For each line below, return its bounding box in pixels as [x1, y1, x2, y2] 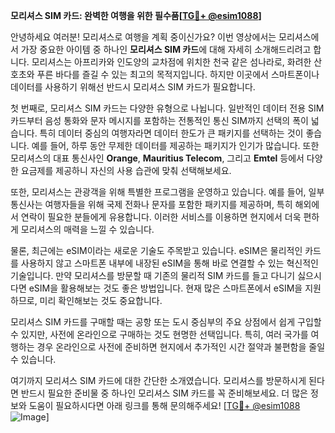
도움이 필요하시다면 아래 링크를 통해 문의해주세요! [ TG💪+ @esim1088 [28, 400, 301, 411]
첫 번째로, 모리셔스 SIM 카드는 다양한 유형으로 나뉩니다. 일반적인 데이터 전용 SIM [10, 102, 325, 114]
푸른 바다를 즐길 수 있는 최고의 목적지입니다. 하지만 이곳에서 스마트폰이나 [36, 69, 320, 80]
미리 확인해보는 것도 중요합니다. [39, 295, 163, 306]
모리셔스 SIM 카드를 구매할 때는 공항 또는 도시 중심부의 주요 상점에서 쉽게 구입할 [10, 316, 322, 328]
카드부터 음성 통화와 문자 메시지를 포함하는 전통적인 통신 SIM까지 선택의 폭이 [10, 115, 309, 126]
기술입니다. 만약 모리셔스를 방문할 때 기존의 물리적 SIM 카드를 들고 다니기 [10, 270, 296, 281]
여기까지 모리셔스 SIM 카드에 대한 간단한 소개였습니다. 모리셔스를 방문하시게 [10, 375, 307, 386]
